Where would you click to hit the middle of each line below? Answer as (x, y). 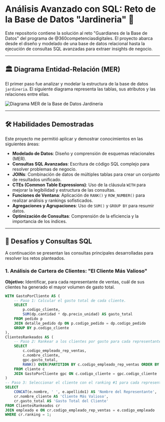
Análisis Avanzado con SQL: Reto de (81, 9)
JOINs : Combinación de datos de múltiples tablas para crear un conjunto (86, 174)
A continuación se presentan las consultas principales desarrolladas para (79, 253)
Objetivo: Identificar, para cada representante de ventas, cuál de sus (75, 281)
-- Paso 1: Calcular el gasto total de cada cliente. (70, 301)
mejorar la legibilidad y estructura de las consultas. (64, 190)
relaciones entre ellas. (27, 94)
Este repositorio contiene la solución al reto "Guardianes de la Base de (76, 33)
